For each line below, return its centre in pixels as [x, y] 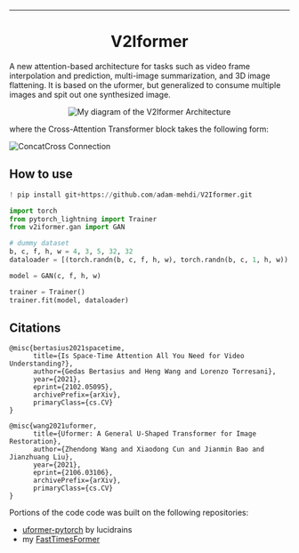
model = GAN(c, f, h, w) [55, 276]
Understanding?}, [41, 364]
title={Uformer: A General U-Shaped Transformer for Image [144, 434]
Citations [35, 328]
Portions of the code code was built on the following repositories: [129, 513]
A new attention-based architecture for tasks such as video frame [130, 66]
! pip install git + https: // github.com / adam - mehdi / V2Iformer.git [131, 195]
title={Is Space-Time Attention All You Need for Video [138, 357]
